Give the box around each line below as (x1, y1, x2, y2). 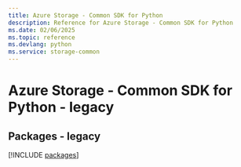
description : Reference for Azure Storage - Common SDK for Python (8, 19, 234, 27)
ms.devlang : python (8, 41, 72, 49)
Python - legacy (8, 99, 115, 116)
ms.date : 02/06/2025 (8, 26, 76, 34)
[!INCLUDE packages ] (8, 151, 79, 159)
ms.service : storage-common (8, 48, 100, 56)
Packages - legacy (8, 129, 100, 143)
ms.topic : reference (8, 33, 76, 42)
